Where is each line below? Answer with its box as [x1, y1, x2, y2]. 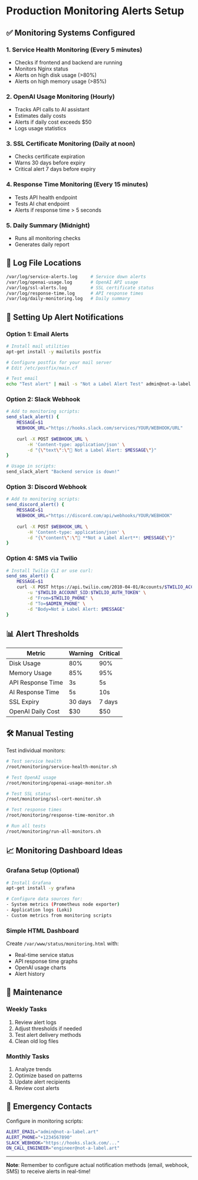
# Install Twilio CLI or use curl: [6, 568, 94, 573]
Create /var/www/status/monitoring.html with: [6, 940, 119, 947]
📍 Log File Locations [6, 258, 81, 268]
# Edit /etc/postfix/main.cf [6, 365, 78, 371]
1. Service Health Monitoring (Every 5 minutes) [6, 46, 143, 54]
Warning [68, 649, 94, 657]
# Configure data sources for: [6, 896, 83, 902]
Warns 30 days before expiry [14, 159, 85, 166]
